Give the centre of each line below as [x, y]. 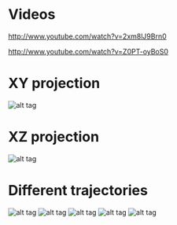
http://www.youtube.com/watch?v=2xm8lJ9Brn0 [87, 36]
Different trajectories [78, 190]
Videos [32, 15]
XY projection [54, 83]
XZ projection [54, 137]
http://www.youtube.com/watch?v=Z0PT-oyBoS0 [88, 51]
